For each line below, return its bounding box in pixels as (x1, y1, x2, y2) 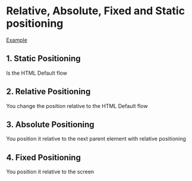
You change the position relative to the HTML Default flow (6, 102, 148, 109)
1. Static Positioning (6, 53, 81, 63)
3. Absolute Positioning (6, 119, 95, 129)
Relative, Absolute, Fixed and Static (6, 4, 185, 18)
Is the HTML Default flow (6, 69, 67, 77)
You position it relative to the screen (6, 168, 95, 176)
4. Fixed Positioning (6, 153, 81, 163)
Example (6, 36, 28, 43)
